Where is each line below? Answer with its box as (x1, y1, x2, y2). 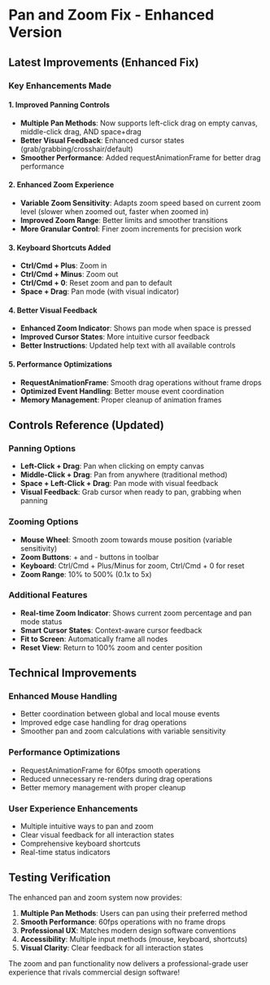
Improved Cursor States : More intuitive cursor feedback (20, 332, 210, 342)
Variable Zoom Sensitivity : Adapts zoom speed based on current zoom (20, 198, 262, 208)
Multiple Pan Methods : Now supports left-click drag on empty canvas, (20, 118, 258, 128)
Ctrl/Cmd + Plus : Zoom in (20, 260, 107, 270)
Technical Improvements (8, 666, 137, 681)
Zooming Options (8, 516, 79, 528)
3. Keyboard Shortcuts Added (8, 243, 111, 252)
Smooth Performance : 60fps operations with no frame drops (20, 917, 226, 926)
